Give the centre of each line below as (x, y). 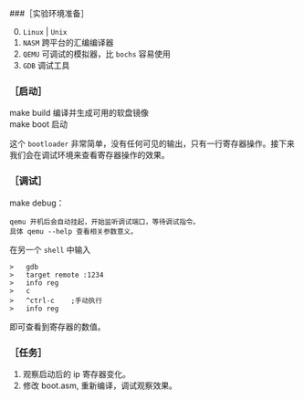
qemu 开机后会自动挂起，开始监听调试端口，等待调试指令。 (105, 222)
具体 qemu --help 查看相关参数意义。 (73, 231)
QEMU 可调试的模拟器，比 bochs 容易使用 (97, 54)
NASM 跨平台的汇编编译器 (68, 42)
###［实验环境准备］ (49, 13)
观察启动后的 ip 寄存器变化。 (76, 374)
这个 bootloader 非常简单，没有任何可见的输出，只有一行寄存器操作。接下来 (152, 143)
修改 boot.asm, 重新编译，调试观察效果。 (100, 385)
